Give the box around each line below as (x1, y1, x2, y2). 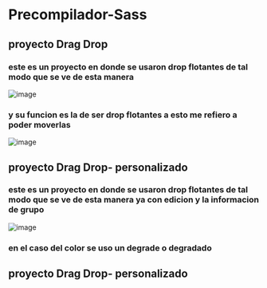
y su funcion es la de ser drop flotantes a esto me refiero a (8, 109, 238, 120)
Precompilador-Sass (8, 6, 147, 24)
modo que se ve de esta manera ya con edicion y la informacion (8, 194, 259, 205)
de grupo (8, 204, 45, 215)
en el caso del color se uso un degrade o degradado (8, 242, 213, 253)
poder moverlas (8, 119, 71, 130)
